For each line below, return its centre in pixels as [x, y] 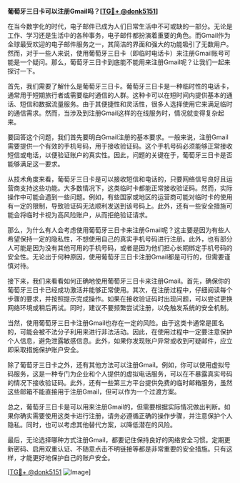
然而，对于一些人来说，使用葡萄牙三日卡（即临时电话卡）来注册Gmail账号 [116, 53]
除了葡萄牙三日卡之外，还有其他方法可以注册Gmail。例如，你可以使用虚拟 [116, 365]
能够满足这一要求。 [36, 164]
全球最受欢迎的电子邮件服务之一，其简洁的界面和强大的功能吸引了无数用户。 [120, 44]
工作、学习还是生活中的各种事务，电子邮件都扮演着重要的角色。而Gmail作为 [119, 35]
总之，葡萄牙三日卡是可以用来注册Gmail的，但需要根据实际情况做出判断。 [116, 407]
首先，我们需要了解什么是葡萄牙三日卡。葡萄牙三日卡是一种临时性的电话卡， [120, 86]
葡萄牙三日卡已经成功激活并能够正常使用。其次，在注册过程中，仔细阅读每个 [120, 290]
